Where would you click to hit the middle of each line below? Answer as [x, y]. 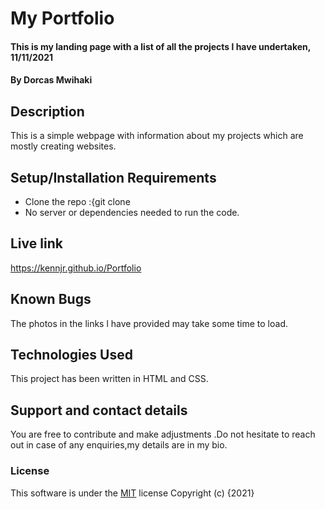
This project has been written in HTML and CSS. [109, 379]
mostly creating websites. [63, 146]
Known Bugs [51, 299]
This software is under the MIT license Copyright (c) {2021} [132, 493]
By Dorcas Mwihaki [51, 80]
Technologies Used [71, 355]
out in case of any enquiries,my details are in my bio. [119, 445]
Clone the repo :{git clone [77, 201]
